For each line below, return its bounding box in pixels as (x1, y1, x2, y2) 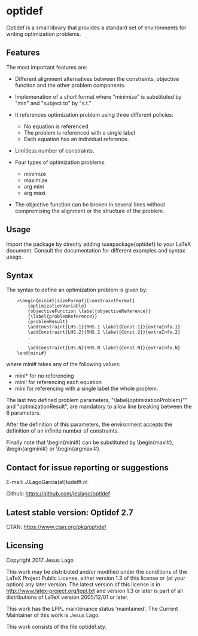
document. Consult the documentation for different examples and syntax (6, 247, 185, 254)
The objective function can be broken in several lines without (14, 200, 166, 208)
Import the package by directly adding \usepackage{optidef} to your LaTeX (6, 241, 191, 248)
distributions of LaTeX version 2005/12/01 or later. (6, 594, 129, 601)
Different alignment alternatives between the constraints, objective (14, 75, 179, 82)
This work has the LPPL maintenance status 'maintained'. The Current (6, 605, 178, 612)
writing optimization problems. (6, 30, 81, 37)
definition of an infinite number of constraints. (6, 427, 120, 434)
